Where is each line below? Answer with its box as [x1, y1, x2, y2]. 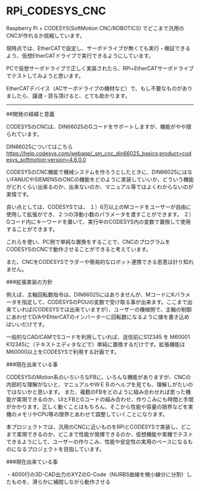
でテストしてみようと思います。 [6, 72, 85, 79]
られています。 [6, 130, 43, 137]
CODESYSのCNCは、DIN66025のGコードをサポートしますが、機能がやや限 [6, 123, 192, 130]
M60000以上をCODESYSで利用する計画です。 [6, 348, 120, 355]
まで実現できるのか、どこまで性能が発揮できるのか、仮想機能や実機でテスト [6, 430, 193, 438]
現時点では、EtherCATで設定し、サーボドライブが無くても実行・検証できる [6, 45, 190, 52]
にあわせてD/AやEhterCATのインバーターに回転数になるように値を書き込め [6, 313, 189, 320]
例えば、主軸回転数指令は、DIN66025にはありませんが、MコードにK [6, 291, 175, 298]
